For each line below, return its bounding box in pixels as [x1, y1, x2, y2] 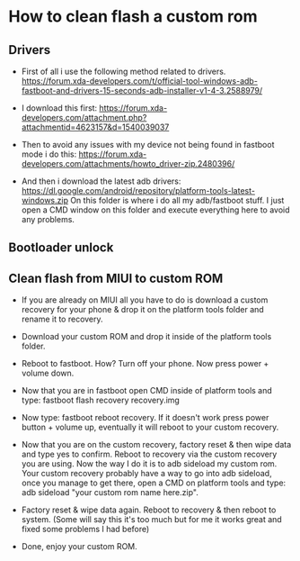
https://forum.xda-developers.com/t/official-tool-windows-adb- [21, 76, 258, 86]
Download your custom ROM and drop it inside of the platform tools [21, 331, 272, 342]
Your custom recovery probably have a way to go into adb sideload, [21, 468, 272, 479]
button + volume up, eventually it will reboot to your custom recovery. [21, 421, 279, 433]
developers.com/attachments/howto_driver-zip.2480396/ [21, 158, 235, 168]
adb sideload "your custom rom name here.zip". [21, 487, 199, 498]
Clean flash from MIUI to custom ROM [8, 270, 224, 285]
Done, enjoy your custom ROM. [21, 541, 138, 552]
